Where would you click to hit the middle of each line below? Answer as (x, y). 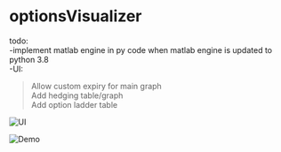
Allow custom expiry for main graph (96, 86)
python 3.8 (29, 59)
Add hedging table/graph (77, 95)
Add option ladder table (74, 104)
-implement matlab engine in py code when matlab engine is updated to (141, 49)
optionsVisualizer (76, 16)
